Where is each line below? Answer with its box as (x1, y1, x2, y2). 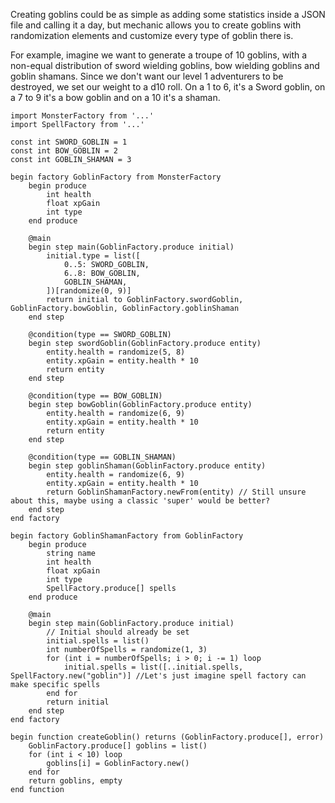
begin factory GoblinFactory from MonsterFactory (10, 172, 222, 182)
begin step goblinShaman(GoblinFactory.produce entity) (28, 461, 267, 471)
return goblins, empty (28, 776, 123, 786)
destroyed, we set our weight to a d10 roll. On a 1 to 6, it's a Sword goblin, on (10, 81, 326, 93)
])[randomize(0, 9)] (46, 286, 132, 296)
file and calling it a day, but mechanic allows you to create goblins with (10, 19, 302, 31)
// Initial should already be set (46, 627, 190, 637)
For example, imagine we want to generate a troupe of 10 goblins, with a (10, 49, 308, 61)
